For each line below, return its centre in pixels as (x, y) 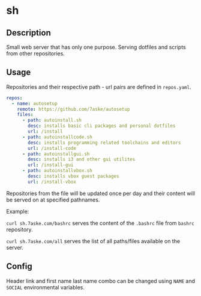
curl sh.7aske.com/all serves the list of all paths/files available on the (93, 241)
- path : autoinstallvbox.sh (57, 171)
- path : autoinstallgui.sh (56, 154)
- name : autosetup (35, 103)
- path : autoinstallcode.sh (57, 137)
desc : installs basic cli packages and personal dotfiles (102, 126)
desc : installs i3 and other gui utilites (82, 159)
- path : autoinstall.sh (52, 120)
